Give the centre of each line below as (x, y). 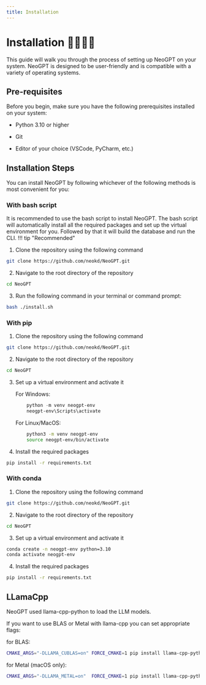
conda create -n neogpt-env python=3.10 (59, 549)
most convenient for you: (38, 189)
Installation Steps (40, 168)
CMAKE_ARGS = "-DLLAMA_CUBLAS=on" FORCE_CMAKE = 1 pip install (83, 653)
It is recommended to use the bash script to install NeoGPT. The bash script (102, 219)
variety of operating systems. (44, 72)
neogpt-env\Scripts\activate (64, 411)
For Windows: (33, 394)
